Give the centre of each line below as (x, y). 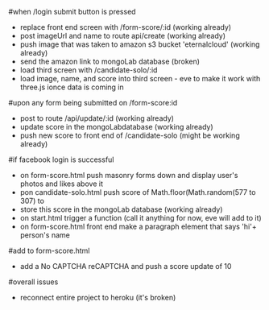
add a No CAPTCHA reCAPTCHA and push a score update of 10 (126, 266)
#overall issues (33, 282)
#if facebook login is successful (61, 159)
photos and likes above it (61, 184)
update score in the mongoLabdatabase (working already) (116, 127)
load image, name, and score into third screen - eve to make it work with (140, 79)
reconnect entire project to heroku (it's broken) (98, 298)
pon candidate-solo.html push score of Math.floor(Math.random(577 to (138, 192)
